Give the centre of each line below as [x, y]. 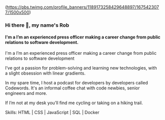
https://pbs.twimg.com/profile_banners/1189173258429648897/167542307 [83, 7]
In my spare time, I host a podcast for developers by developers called [77, 83]
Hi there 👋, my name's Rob [37, 25]
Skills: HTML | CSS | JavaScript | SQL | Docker [52, 113]
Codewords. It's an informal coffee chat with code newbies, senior [73, 88]
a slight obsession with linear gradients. [45, 73]
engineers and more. [26, 93]
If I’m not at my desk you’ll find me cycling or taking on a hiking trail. [74, 103]
